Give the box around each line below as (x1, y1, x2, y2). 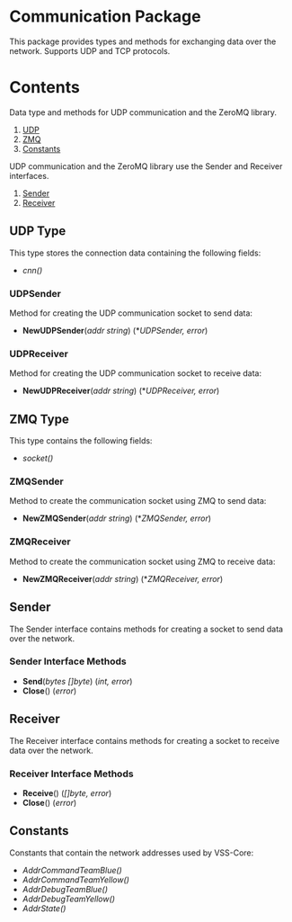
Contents (9, 77, 81, 98)
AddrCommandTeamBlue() (22, 864, 123, 875)
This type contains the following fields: (9, 435, 153, 446)
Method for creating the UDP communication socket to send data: (9, 308, 253, 318)
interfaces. (9, 170, 49, 181)
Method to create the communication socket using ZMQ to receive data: (9, 556, 276, 567)
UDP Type (9, 223, 66, 239)
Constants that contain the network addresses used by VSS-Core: (9, 847, 254, 858)
